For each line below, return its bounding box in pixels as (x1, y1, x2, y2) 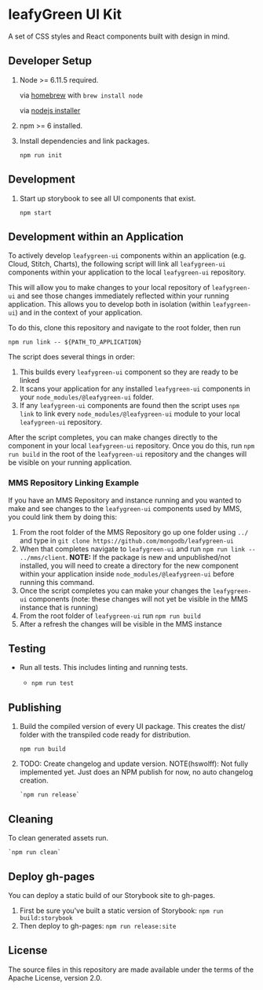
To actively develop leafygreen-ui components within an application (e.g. (8, 251, 247, 260)
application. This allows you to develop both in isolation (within (8, 300, 211, 309)
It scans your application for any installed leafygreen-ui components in (19, 384, 250, 394)
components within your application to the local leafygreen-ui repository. (8, 267, 246, 277)
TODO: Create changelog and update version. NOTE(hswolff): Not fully (19, 759, 249, 768)
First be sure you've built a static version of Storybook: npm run (19, 906, 224, 915)
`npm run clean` (8, 848, 61, 856)
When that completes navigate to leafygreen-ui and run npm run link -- (19, 544, 256, 554)
